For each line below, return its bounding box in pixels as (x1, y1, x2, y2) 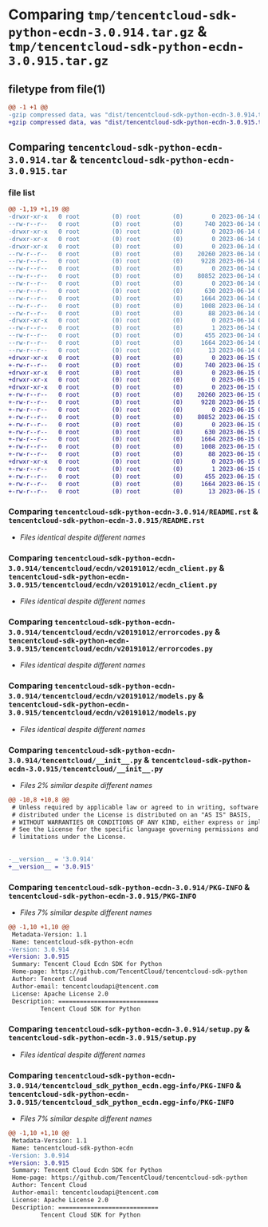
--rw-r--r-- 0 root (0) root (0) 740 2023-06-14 (8, 220, 255, 228)
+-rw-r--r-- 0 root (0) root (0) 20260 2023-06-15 (8, 391, 255, 399)
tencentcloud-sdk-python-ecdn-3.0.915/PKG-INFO (8, 892, 197, 900)
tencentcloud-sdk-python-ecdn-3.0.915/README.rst (8, 517, 205, 525)
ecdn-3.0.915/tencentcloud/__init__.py (8, 764, 164, 774)
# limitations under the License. (11, 833, 127, 841)
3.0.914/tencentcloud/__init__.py (8, 756, 142, 765)
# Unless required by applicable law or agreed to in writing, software (11, 803, 259, 811)
